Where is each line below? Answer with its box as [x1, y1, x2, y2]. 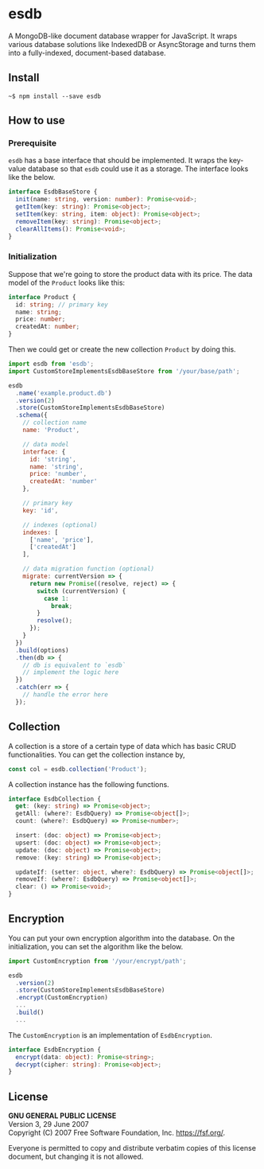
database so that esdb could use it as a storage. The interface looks [27, 164, 249, 173]
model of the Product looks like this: [8, 278, 126, 287]
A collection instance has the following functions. [8, 779, 169, 789]
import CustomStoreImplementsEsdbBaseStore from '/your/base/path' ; [8, 367, 240, 375]
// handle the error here [22, 691, 109, 699]
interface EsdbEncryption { [8, 1046, 102, 1054]
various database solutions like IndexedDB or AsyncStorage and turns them [8, 39, 256, 49]
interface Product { [8, 293, 77, 301]
